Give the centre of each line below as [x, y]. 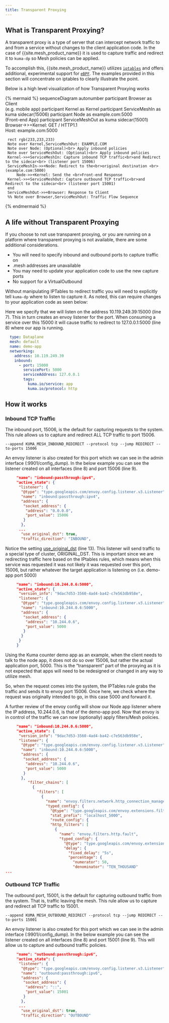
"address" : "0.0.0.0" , [49, 511]
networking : [22, 351]
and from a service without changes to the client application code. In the [80, 48]
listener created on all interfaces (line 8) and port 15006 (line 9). [71, 468]
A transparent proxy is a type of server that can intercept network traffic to [82, 42]
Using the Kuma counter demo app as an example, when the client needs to [84, 655]
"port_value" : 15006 [47, 515]
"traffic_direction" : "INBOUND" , [56, 539]
